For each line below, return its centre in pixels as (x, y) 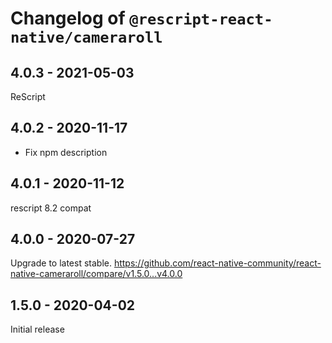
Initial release (37, 329)
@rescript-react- (201, 19)
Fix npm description (66, 152)
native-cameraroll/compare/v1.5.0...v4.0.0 (96, 274)
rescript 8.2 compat (51, 208)
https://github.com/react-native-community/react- (217, 263)
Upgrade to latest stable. (61, 263)
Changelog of (68, 18)
